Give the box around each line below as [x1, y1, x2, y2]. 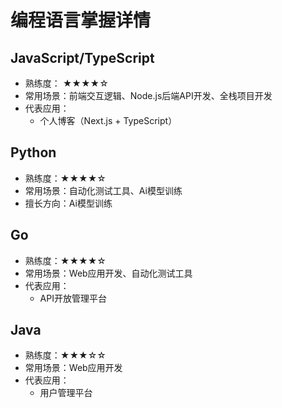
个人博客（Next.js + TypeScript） [39, 115, 178, 126]
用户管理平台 [39, 387, 93, 399]
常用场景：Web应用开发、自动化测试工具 [24, 267, 193, 279]
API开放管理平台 [39, 292, 107, 304]
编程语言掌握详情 [10, 9, 152, 32]
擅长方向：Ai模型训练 [24, 197, 113, 209]
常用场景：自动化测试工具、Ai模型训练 [24, 184, 183, 196]
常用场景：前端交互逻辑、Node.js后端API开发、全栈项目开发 [24, 90, 273, 101]
